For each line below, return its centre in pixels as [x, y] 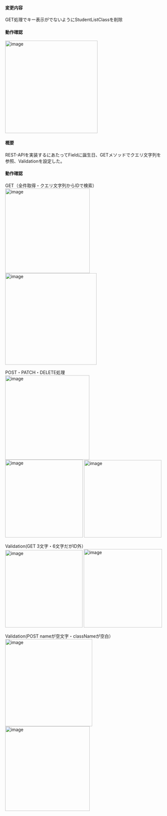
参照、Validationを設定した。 [35, 161]
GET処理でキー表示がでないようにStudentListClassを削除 [64, 19]
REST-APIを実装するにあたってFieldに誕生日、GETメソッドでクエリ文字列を [83, 154]
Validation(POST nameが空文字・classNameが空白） [59, 636]
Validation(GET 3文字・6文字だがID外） [46, 546]
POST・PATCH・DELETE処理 [35, 372]
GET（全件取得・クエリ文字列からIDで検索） [51, 185]
